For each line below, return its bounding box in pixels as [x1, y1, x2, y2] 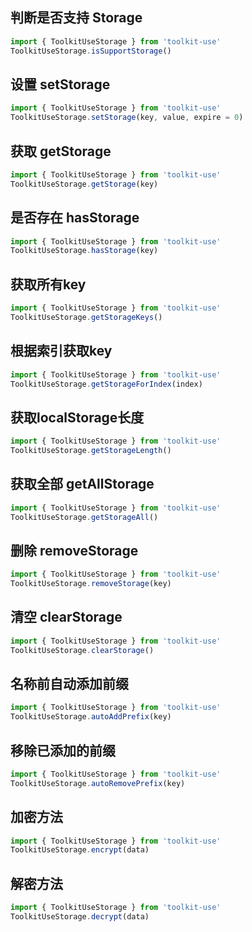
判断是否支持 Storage [10, 9, 143, 27]
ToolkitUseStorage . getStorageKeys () [10, 312, 163, 322]
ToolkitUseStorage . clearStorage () [10, 645, 155, 655]
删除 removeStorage [10, 542, 139, 559]
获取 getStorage [10, 143, 112, 160]
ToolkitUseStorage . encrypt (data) [10, 845, 150, 855]
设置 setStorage [10, 76, 111, 93]
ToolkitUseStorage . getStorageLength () [10, 446, 172, 456]
